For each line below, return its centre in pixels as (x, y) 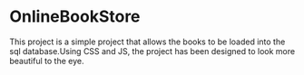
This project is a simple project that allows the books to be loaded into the (147, 42)
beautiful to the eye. (47, 61)
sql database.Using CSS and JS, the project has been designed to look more (152, 51)
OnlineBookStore (75, 17)
